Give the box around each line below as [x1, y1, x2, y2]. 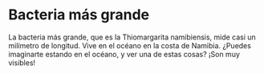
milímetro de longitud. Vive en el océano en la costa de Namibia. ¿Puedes [8, 40, 251, 50]
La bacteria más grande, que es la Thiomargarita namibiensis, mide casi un [8, 32, 257, 42]
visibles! [8, 58, 36, 68]
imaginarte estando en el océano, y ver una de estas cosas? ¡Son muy [8, 49, 241, 59]
